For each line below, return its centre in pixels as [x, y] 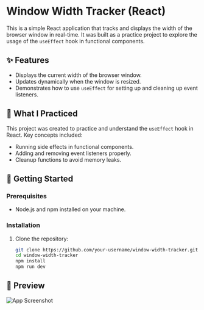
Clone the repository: [42, 239]
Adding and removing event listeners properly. [73, 153]
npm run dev [30, 267]
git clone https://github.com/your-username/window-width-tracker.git [107, 250]
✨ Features [28, 60]
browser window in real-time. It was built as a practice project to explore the [102, 34]
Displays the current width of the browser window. [78, 75]
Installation [23, 225]
